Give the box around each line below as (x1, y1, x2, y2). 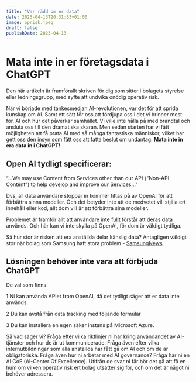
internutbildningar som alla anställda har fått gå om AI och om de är (6, 345, 169, 352)
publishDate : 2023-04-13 (6, 30, 67, 36)
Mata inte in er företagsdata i (6, 56, 149, 69)
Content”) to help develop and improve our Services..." (6, 181, 138, 188)
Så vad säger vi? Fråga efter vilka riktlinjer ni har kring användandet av (6, 333, 176, 340)
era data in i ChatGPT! (6, 142, 60, 149)
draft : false (6, 25, 38, 31)
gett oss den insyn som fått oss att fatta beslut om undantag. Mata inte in (6, 136, 183, 143)
